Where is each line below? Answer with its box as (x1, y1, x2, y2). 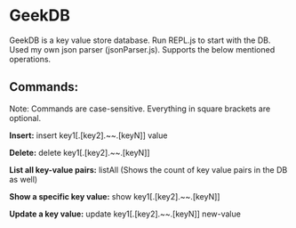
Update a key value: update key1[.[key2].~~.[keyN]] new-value (9, 208, 242, 219)
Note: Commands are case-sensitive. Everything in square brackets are (9, 103, 271, 114)
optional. (9, 112, 42, 123)
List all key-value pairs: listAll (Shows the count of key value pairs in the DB (9, 164, 288, 175)
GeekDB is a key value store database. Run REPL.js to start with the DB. (9, 35, 271, 45)
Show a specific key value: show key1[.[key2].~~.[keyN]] (9, 191, 220, 201)
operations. (9, 53, 52, 64)
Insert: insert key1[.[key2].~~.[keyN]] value (9, 130, 168, 141)
